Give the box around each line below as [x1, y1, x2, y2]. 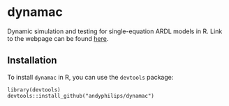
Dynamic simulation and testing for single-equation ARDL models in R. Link [7, 27, 223, 35]
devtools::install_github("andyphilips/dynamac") [7, 92, 155, 99]
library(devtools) [7, 86, 61, 94]
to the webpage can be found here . [7, 34, 109, 42]
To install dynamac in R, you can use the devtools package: [7, 73, 174, 81]
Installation [7, 55, 57, 67]
